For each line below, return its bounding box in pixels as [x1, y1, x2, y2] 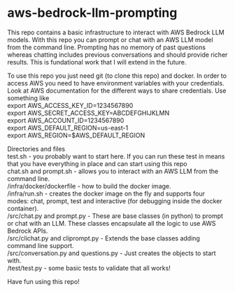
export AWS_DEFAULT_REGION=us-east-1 [7, 123, 129, 132]
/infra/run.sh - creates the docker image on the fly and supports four [7, 189, 205, 198]
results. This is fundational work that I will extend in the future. [7, 57, 187, 66]
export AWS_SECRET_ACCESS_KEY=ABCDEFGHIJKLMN [7, 109, 170, 117]
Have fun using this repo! [7, 277, 80, 285]
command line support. [7, 241, 75, 250]
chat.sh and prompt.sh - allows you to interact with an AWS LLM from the [7, 167, 219, 175]
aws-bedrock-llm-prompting [7, 5, 178, 21]
